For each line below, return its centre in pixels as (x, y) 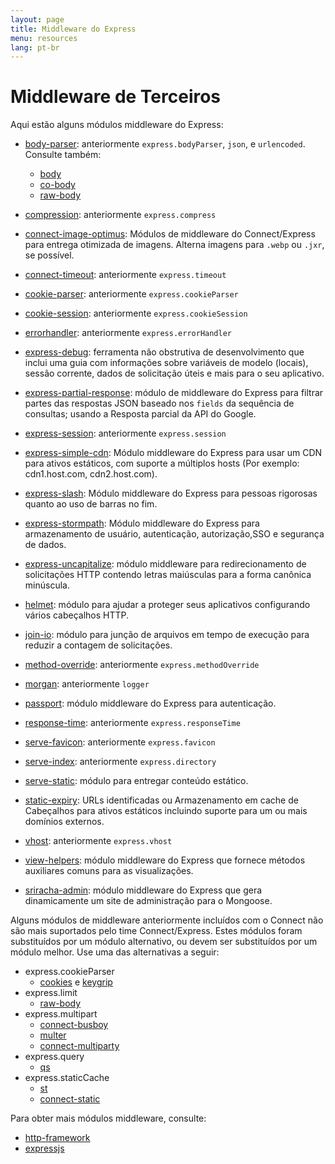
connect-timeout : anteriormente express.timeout (125, 275)
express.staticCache (67, 1078)
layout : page (37, 19)
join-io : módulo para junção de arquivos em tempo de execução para (167, 635)
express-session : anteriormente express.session (125, 433)
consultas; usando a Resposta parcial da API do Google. (140, 414)
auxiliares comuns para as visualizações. (109, 871)
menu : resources (44, 38)
